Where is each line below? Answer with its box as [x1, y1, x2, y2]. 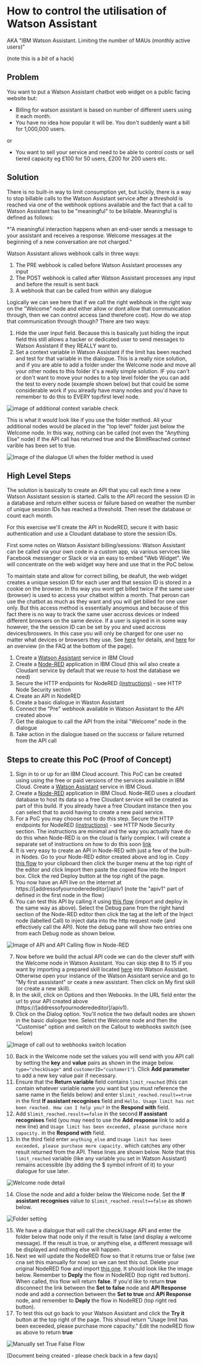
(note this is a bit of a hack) [7, 55, 74, 62]
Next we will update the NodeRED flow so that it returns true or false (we [15, 1252, 195, 1259]
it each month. [15, 112, 52, 119]
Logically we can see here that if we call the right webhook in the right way [7, 298, 192, 305]
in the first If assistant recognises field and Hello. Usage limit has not [15, 1097, 195, 1105]
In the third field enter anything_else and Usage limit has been [15, 1136, 171, 1143]
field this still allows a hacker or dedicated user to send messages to [15, 335, 185, 343]
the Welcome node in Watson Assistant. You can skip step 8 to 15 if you [15, 959, 192, 967]
